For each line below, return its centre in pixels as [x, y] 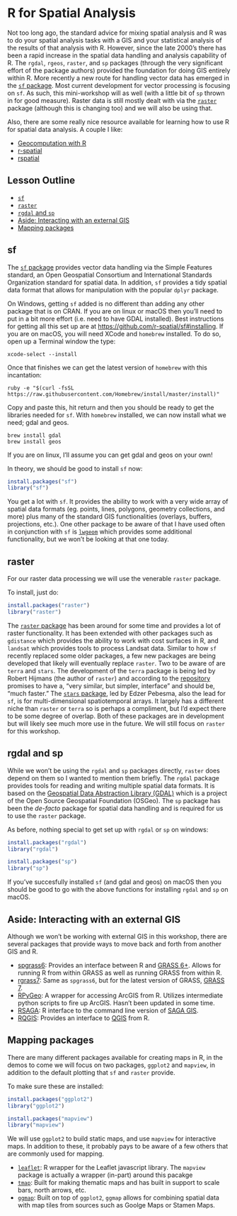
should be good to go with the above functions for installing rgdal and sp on [118, 890]
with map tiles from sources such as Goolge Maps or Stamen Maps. [116, 1205]
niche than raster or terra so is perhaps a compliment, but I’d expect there [117, 708]
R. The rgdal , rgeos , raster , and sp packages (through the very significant [115, 62]
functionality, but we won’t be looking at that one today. [88, 539]
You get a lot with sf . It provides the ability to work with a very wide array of [118, 502]
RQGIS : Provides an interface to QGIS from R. [83, 1018]
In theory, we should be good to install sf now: [75, 468]
